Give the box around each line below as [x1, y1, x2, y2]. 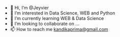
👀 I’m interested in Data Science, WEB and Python [10, 10, 115, 16]
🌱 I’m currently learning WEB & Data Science [10, 15, 104, 21]
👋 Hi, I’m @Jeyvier [10, 5, 49, 10]
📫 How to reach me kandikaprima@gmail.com [10, 26, 108, 32]
